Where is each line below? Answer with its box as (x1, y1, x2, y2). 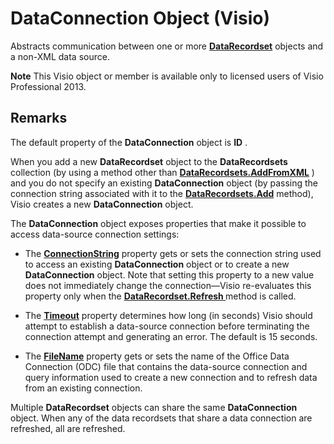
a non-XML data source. (10, 50, 110, 62)
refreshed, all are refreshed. (10, 422, 126, 434)
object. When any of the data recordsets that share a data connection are (10, 412, 313, 424)
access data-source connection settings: (10, 228, 180, 240)
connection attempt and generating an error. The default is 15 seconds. (24, 330, 318, 342)
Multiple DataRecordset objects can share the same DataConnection (10, 401, 298, 413)
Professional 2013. (10, 80, 87, 92)
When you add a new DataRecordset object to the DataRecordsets (10, 155, 288, 167)
